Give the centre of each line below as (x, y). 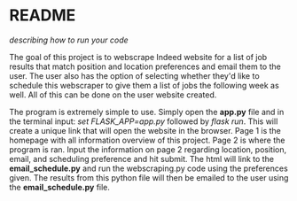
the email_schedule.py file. (60, 187)
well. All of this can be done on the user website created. (113, 95)
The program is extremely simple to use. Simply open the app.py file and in (147, 112)
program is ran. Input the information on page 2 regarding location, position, (148, 149)
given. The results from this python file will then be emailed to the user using (149, 177)
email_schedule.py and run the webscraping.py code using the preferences (148, 168)
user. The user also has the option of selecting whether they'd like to (134, 75)
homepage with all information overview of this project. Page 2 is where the (147, 140)
